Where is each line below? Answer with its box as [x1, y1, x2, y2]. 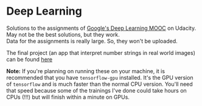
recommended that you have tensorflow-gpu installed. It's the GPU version [6, 74, 193, 81]
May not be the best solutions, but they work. [6, 30, 120, 38]
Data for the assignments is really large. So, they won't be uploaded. [6, 37, 178, 44]
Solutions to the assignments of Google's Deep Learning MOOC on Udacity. [6, 24, 197, 32]
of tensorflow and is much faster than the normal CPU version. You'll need [6, 80, 193, 88]
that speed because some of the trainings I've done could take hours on [6, 87, 187, 94]
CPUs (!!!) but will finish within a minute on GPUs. [6, 93, 130, 101]
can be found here [6, 55, 53, 63]
